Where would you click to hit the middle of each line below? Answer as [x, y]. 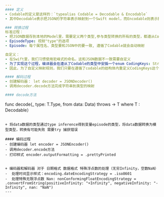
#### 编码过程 [18, 139]
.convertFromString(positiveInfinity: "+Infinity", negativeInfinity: [78, 183]
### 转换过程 [17, 27]
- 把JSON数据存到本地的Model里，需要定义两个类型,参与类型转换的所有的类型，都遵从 [80, 37]
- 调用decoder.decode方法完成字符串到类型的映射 [50, 86]
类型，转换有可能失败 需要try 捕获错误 [43, 130]
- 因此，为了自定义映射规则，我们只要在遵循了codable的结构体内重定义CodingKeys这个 [82, 68]
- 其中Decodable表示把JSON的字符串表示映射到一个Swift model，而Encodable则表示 [82, 19]
